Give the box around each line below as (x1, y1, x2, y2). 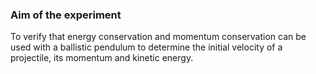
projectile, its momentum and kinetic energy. (10, 52, 194, 64)
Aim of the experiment (10, 8, 122, 22)
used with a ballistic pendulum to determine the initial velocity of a (10, 41, 283, 53)
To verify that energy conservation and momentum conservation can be (10, 31, 307, 43)
